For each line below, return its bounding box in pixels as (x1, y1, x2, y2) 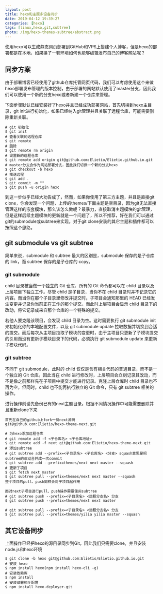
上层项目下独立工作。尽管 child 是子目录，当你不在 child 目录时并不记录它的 (5, 289, 157, 295)
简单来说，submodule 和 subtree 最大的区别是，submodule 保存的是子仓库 (5, 252, 155, 258)
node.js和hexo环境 (5, 547, 43, 553)
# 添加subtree (5, 446, 33, 451)
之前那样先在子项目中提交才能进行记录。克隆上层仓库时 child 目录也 (17, 378, 153, 384)
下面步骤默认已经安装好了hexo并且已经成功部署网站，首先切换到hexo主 (5, 102, 148, 108)
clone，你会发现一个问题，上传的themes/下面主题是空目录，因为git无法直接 (5, 200, 157, 206)
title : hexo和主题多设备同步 (5, 12, 58, 17)
